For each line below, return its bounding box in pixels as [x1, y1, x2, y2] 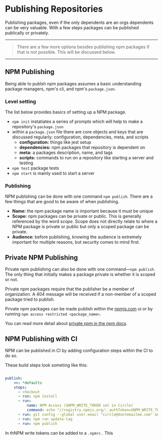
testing [19, 160, 33, 166]
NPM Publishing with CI [5, 335, 78, 343]
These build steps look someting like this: [5, 362, 88, 368]
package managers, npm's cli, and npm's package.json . [5, 86, 116, 92]
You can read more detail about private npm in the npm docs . [5, 321, 128, 326]
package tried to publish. [5, 296, 55, 303]
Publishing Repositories [5, 3, 103, 15]
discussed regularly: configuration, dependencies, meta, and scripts [12, 134, 149, 140]
